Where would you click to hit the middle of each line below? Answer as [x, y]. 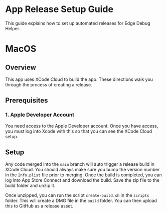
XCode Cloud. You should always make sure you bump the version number [82, 170]
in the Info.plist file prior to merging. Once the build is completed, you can [83, 175]
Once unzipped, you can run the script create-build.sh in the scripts [77, 195]
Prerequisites [27, 101]
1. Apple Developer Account [40, 115]
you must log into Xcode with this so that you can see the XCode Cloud [79, 131]
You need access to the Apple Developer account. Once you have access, [82, 126]
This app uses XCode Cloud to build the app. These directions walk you [79, 79]
